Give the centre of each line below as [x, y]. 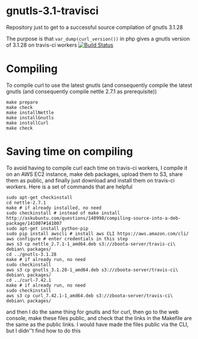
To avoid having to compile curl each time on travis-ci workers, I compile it [97, 168]
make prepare [22, 102]
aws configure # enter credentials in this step [67, 239]
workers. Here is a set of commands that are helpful [69, 187]
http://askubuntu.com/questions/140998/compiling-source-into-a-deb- [94, 218]
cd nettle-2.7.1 [26, 203]
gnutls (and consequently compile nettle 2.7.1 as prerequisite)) [82, 91]
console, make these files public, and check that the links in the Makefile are [99, 318]
